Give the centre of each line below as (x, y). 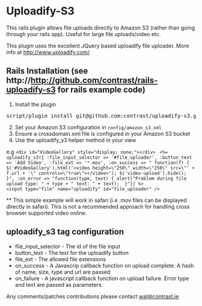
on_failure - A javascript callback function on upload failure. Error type (102, 278)
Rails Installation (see (47, 71)
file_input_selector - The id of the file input (67, 246)
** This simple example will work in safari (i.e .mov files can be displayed (96, 200)
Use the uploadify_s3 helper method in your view (75, 140)
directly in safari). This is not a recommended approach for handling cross (98, 206)
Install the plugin (35, 104)
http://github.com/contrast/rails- (94, 80)
